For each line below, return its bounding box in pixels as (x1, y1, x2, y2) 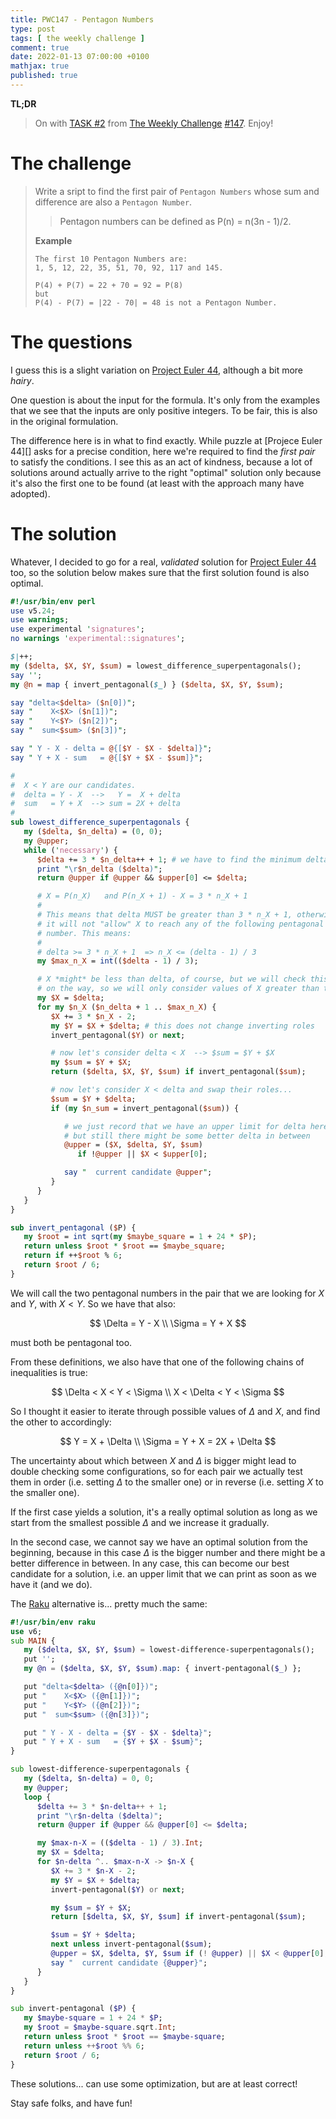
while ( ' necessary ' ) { (23, 845, 118, 855)
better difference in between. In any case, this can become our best (10, 1557, 290, 1569)
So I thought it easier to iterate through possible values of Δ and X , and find (10, 1405, 321, 1417)
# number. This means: (36, 928, 132, 938)
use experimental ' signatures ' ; (10, 624, 145, 635)
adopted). (10, 487, 51, 500)
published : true (10, 71, 78, 81)
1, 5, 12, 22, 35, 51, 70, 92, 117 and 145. (34, 262, 224, 273)
